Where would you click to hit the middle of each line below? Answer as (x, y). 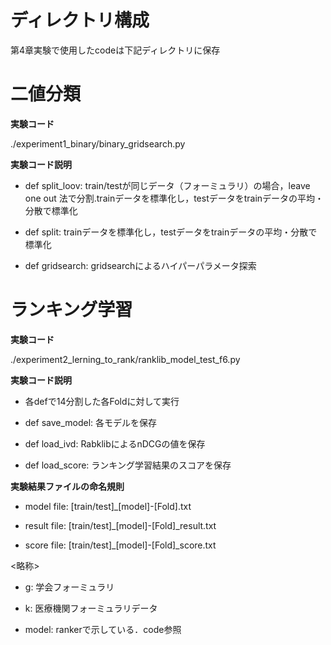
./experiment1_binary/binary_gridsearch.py (98, 143)
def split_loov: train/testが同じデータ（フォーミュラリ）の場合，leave (167, 185)
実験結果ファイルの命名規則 (67, 486)
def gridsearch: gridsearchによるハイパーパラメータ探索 (140, 265)
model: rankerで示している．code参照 (103, 629)
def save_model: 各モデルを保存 (91, 422)
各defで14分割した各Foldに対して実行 (102, 401)
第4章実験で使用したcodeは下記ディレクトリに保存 (115, 50)
